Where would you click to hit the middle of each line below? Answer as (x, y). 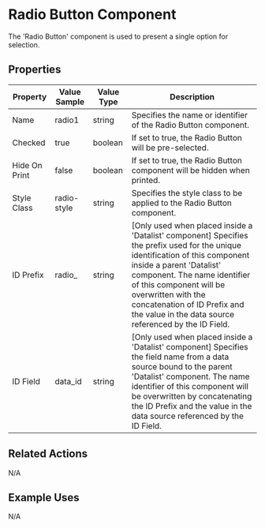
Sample (70, 102)
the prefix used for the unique (187, 245)
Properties (35, 70)
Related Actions (48, 454)
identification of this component (190, 255)
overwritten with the (169, 294)
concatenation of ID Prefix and (188, 304)
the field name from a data (180, 357)
